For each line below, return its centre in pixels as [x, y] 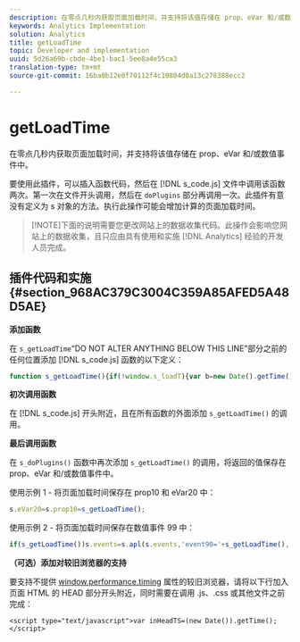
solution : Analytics [48, 34]
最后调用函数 [33, 444]
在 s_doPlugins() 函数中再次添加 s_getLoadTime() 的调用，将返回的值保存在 [148, 463]
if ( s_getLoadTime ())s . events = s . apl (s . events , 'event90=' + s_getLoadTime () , [150, 545]
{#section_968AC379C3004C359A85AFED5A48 [150, 292]
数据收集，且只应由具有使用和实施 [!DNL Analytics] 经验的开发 [169, 236]
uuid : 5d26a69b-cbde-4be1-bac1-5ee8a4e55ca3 [93, 59]
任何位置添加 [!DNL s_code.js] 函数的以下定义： [97, 359]
